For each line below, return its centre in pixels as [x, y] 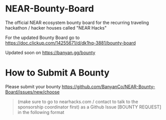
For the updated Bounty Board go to [43, 37]
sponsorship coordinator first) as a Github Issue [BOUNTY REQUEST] [89, 107]
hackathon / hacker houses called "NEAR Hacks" [56, 27]
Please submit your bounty [33, 86]
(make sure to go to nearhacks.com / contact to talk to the [78, 101]
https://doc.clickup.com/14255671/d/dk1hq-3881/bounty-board [70, 42]
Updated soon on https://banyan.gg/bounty [50, 52]
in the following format [41, 112]
